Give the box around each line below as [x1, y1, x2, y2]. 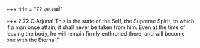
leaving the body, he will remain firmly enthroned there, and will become [6, 30, 185, 37]
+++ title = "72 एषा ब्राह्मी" [6, 6, 63, 12]
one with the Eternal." [6, 36, 59, 43]
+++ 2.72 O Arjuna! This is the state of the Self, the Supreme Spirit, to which [6, 18, 195, 24]
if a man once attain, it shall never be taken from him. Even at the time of [6, 24, 186, 31]
